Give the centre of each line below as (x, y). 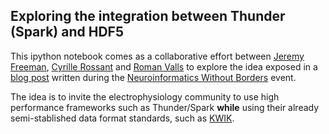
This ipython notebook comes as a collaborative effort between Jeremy (157, 56)
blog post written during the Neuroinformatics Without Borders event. (153, 77)
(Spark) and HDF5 (67, 32)
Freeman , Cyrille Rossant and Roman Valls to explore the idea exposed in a (164, 66)
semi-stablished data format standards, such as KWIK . (122, 118)
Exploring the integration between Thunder (148, 16)
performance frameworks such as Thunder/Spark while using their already (165, 107)
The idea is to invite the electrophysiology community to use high (145, 96)
